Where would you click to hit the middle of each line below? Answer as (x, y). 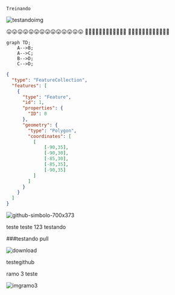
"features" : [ (29, 86)
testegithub (21, 262)
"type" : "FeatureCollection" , (49, 80)
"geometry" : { (40, 125)
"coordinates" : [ (49, 136)
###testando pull (27, 238)
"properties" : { (43, 108)
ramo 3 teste (22, 274)
